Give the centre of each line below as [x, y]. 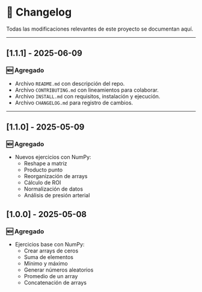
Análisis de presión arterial [57, 195]
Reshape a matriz [45, 164]
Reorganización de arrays [56, 176]
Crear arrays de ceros [51, 251]
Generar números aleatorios [59, 270]
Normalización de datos [53, 189]
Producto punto [43, 170]
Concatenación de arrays [55, 282]
